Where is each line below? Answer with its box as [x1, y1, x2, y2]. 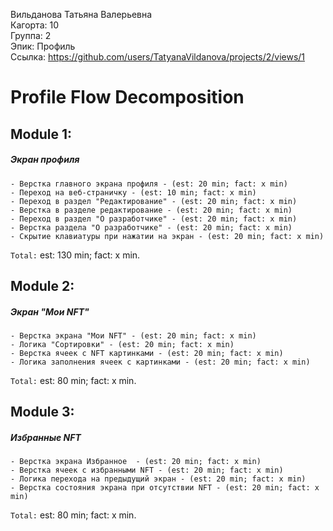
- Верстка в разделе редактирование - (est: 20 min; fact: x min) [10, 205, 293, 215]
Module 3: [10, 404, 75, 421]
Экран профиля [10, 154, 80, 166]
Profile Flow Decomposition [10, 86, 245, 109]
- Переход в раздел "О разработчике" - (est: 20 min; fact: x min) [10, 214, 298, 224]
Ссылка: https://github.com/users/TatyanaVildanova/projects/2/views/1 [10, 51, 306, 63]
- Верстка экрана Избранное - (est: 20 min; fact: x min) [10, 457, 262, 467]
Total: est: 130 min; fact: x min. [10, 249, 141, 261]
